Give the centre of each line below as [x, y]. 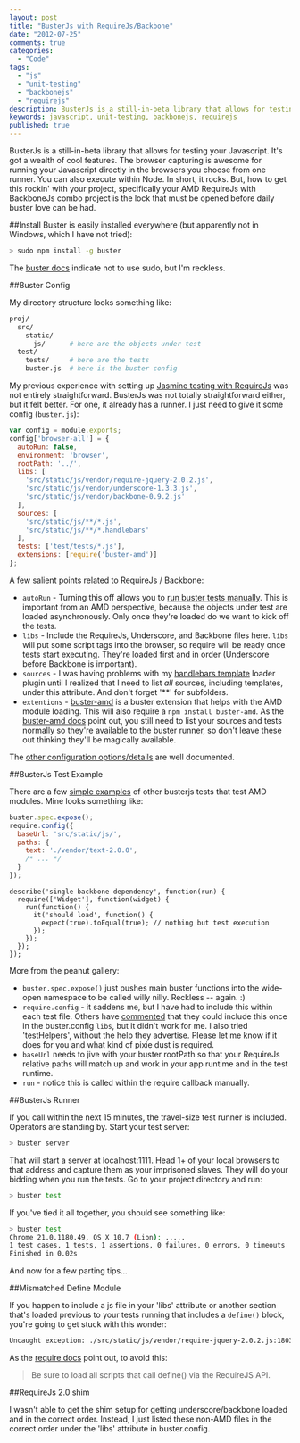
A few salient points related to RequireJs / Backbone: [107, 580]
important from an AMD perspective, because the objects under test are [155, 607]
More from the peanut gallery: [64, 970]
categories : [31, 51]
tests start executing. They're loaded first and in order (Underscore [146, 654]
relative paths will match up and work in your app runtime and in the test [155, 1064]
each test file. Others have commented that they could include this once [154, 1016]
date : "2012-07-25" [46, 34]
